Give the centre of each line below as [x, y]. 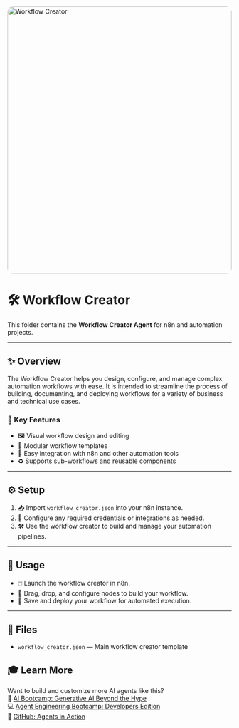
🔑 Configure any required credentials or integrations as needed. [111, 518]
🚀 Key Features [34, 420]
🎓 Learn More [40, 670]
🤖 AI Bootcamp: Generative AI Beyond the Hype [77, 698]
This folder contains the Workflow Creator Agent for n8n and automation [115, 324]
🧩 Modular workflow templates [63, 446]
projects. [20, 332]
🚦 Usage [26, 565]
